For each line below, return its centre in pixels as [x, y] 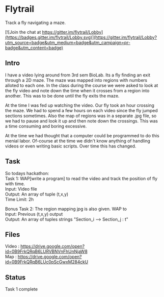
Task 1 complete [21, 289]
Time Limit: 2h [20, 199]
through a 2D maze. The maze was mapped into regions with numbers [76, 80]
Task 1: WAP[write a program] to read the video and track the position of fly [81, 178]
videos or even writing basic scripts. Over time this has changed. [71, 146]
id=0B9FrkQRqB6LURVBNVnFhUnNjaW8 [46, 251]
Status [15, 277]
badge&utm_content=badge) [34, 48]
